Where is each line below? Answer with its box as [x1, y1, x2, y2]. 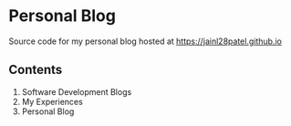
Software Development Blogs [21, 86, 132, 97]
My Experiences [21, 96, 83, 107]
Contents [8, 62, 63, 78]
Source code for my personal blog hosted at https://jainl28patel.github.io [8, 36, 282, 47]
